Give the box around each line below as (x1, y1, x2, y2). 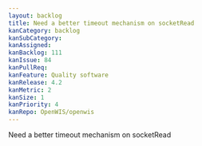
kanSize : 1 (8, 93, 45, 101)
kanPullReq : (8, 64, 48, 72)
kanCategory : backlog (8, 26, 81, 34)
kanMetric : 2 (8, 85, 52, 94)
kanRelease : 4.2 (8, 78, 62, 86)
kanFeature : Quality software (8, 71, 109, 79)
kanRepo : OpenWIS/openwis (8, 109, 94, 116)
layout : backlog (8, 11, 62, 20)
